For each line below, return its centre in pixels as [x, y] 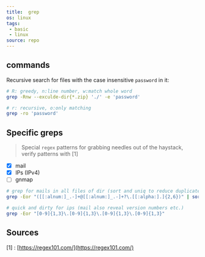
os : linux [19, 18]
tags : [13, 23]
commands [28, 65]
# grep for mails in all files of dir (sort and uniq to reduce [90, 191]
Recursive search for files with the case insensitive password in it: [88, 80]
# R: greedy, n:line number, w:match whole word [69, 91]
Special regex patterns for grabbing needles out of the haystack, [102, 147]
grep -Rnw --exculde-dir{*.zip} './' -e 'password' [73, 97]
